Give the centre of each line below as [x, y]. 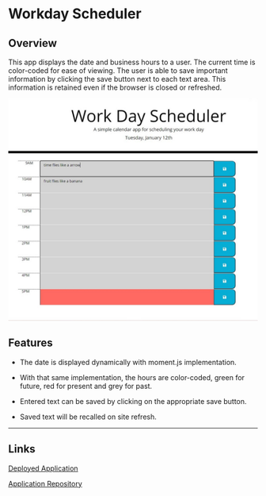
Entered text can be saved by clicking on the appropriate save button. [133, 401]
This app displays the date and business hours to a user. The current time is [132, 62]
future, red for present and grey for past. [86, 386]
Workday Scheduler [75, 14]
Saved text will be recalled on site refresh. [88, 417]
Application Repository [46, 483]
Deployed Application [43, 468]
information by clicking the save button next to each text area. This [117, 79]
